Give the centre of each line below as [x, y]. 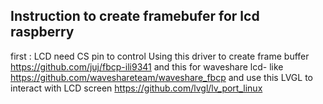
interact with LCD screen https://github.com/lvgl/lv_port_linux [136, 88]
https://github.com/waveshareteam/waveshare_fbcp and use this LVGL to [161, 77]
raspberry [42, 32]
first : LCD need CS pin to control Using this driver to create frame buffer [160, 56]
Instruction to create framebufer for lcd [135, 16]
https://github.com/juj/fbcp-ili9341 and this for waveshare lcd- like [147, 66]
